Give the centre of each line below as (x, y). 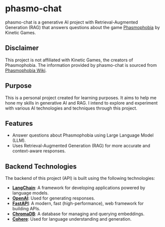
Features (19, 123)
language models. (30, 193)
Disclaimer (22, 48)
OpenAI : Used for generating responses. (53, 198)
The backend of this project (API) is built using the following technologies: (80, 178)
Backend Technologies (41, 166)
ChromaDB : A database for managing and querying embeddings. (78, 214)
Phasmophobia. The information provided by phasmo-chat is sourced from (81, 65)
